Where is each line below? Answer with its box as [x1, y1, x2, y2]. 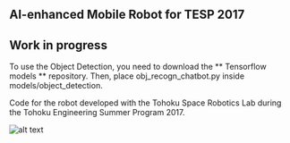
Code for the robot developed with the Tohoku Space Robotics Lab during [9, 97, 282, 108]
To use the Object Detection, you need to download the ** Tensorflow [9, 62, 267, 72]
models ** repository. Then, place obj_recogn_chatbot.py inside [9, 71, 244, 81]
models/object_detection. [9, 80, 103, 91]
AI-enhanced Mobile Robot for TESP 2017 [9, 7, 245, 22]
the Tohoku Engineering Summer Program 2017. [9, 107, 185, 118]
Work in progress [9, 38, 107, 53]
